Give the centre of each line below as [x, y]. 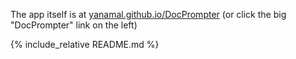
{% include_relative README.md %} [85, 44]
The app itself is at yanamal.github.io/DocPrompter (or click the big [148, 14]
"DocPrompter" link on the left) [74, 25]
